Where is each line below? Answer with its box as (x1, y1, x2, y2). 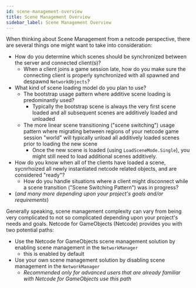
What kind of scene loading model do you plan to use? (14, 84, 147, 92)
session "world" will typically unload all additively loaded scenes (23, 134, 180, 141)
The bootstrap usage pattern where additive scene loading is (23, 90, 171, 97)
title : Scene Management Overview (6, 14, 91, 20)
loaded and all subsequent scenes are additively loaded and (32, 109, 178, 116)
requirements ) (14, 196, 49, 204)
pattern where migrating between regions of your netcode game (23, 128, 179, 135)
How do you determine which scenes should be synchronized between (14, 53, 187, 60)
